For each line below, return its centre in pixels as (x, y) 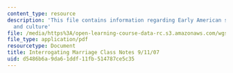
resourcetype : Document (42, 46)
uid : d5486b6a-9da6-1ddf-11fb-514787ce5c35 (71, 59)
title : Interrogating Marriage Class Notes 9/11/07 (83, 53)
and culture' (32, 26)
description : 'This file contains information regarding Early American (114, 20)
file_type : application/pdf (48, 40)
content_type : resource (42, 14)
